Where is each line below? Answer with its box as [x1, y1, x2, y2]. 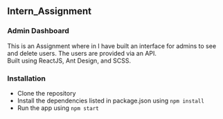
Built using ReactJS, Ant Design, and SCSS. [7, 56, 132, 65]
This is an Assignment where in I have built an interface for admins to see [7, 41, 217, 50]
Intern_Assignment [7, 6, 92, 17]
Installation [7, 74, 46, 83]
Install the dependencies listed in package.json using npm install [17, 96, 204, 105]
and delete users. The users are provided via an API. [7, 49, 157, 57]
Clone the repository [17, 89, 76, 97]
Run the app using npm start [17, 103, 99, 112]
